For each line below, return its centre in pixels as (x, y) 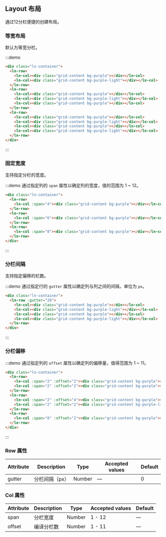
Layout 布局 (23, 9)
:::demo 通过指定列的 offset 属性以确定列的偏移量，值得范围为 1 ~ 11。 (77, 363)
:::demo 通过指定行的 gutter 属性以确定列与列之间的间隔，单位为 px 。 (76, 287)
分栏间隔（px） (52, 479)
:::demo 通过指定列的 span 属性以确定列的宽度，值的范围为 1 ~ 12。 (73, 186)
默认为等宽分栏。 (22, 48)
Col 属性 (15, 495)
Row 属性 (16, 450)
